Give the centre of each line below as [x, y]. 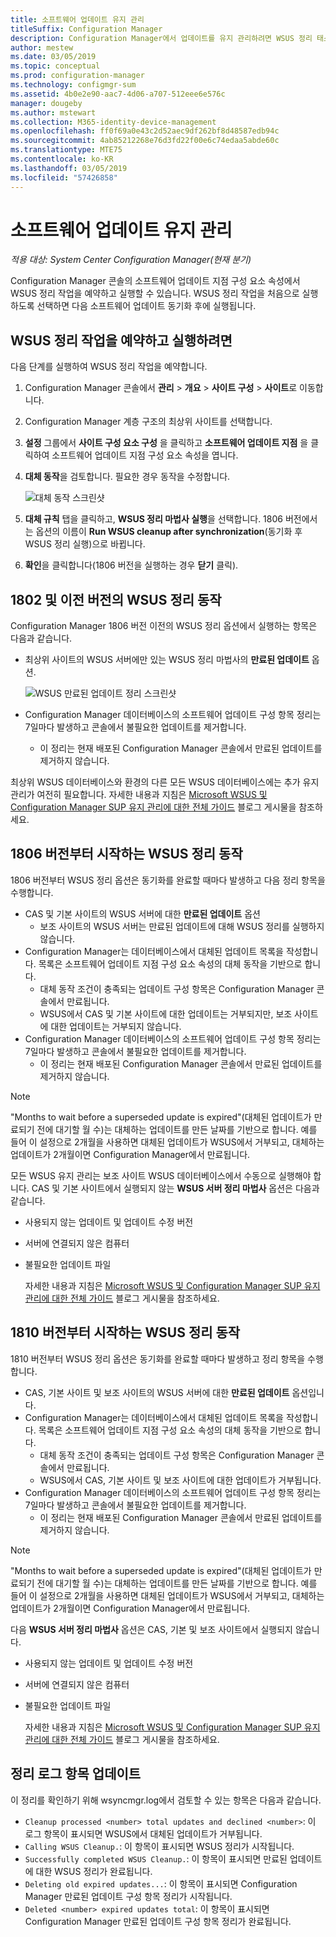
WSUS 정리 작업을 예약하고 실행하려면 [121, 340]
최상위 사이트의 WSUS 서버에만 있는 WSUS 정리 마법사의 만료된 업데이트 [167, 660]
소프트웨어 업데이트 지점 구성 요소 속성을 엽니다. [145, 455]
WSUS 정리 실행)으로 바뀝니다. [85, 544]
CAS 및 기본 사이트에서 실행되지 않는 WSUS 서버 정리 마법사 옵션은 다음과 [175, 1188]
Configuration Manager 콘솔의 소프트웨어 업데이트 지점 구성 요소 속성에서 [155, 281]
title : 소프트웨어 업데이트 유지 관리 [77, 19]
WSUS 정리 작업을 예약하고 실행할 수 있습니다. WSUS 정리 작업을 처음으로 [155, 293]
